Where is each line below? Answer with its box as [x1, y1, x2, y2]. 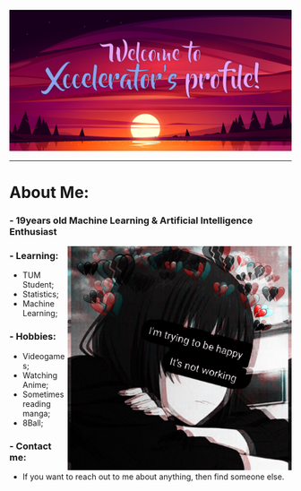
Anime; [21, 379, 49, 390]
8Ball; [21, 418, 44, 428]
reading [21, 398, 51, 409]
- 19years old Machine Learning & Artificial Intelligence [9, 214, 254, 227]
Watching [21, 369, 58, 381]
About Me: [9, 183, 90, 202]
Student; [21, 280, 55, 290]
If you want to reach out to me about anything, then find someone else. [21, 471, 285, 482]
